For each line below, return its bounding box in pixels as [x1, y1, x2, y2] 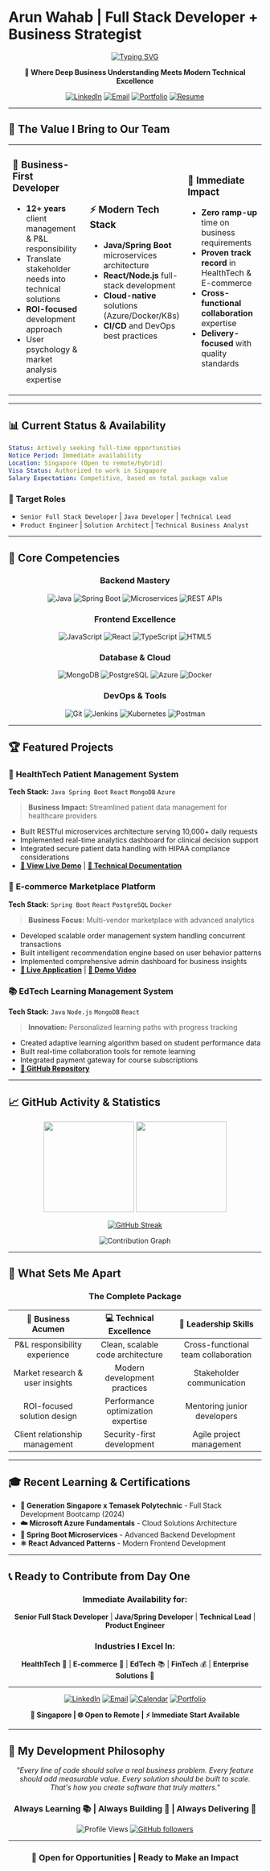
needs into [26, 273, 66, 284]
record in [201, 258, 236, 269]
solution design [18, 1410, 78, 1422]
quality [201, 348, 227, 359]
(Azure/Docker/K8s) [103, 310, 180, 321]
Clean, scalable [100, 1339, 159, 1350]
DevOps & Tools [103, 690, 167, 702]
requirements [201, 238, 252, 249]
